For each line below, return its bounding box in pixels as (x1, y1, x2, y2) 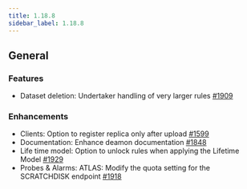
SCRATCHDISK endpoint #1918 (19, 171, 122, 181)
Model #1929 (19, 155, 64, 164)
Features (8, 73, 44, 84)
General (8, 49, 50, 62)
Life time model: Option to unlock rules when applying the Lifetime (19, 146, 240, 156)
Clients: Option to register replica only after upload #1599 (19, 129, 210, 139)
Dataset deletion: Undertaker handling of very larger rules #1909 (19, 91, 233, 101)
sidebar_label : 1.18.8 (8, 19, 84, 27)
